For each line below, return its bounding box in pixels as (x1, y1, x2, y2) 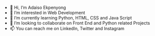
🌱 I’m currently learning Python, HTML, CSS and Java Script (9, 15, 132, 20)
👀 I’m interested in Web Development (9, 10, 85, 16)
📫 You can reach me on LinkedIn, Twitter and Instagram (9, 26, 125, 31)
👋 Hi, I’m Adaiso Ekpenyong (9, 5, 66, 10)
